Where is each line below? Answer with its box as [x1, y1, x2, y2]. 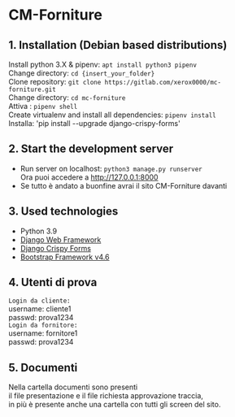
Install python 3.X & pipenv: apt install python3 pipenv [8, 59, 198, 69]
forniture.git [8, 85, 57, 93]
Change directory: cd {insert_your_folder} [8, 68, 155, 78]
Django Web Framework [20, 234, 102, 245]
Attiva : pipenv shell [8, 102, 78, 111]
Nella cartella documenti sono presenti [8, 382, 138, 392]
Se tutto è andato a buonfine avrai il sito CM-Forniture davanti [20, 180, 228, 190]
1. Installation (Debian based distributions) [8, 38, 228, 52]
